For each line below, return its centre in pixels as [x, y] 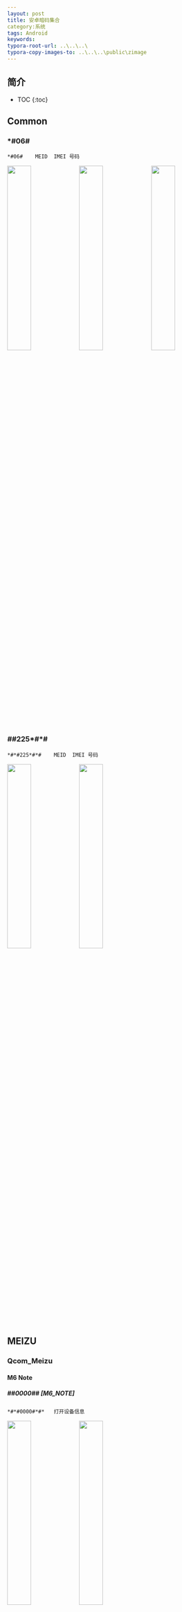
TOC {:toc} [33, 99]
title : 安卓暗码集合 [34, 20]
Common [27, 121]
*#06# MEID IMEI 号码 [43, 157]
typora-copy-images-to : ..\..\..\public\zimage [77, 53]
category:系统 [27, 26]
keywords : [21, 40]
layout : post [26, 14]
